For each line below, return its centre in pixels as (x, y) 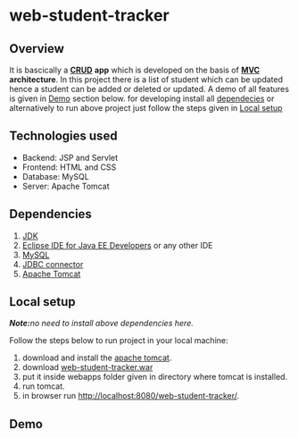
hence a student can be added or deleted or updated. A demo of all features (149, 89)
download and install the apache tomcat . (97, 358)
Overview (37, 49)
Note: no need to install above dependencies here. (101, 324)
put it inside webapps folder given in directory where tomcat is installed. (155, 377)
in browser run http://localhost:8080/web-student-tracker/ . (131, 396)
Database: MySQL (55, 176)
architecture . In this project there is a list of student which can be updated (146, 80)
